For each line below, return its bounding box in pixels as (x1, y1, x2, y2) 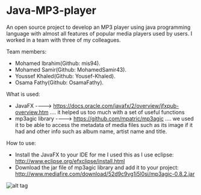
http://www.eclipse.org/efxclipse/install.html (14, 157, 125, 164)
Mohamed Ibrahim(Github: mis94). (14, 60, 100, 67)
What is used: (6, 90, 40, 97)
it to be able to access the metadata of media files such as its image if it (14, 121, 193, 128)
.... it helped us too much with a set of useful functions (49, 108, 185, 116)
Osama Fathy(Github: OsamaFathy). (14, 79, 104, 86)
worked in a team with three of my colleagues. (6, 36, 122, 43)
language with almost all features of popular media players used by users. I (6, 29, 193, 37)
